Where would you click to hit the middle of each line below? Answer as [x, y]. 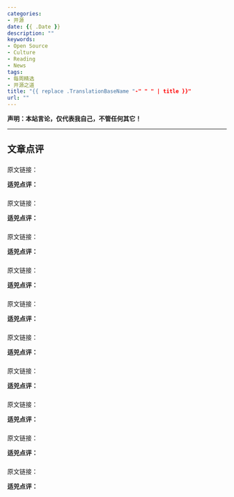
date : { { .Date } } [34, 26]
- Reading [22, 59]
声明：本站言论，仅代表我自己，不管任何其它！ [74, 118]
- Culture [22, 53]
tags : [15, 72]
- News [17, 66]
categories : [24, 14]
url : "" [18, 98]
